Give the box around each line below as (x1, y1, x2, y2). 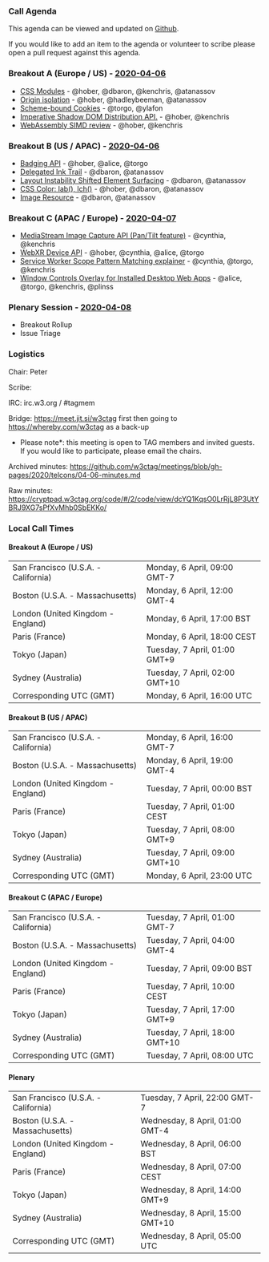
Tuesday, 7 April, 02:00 (146, 667, 235, 678)
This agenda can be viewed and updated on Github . (8, 24, 179, 34)
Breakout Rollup (19, 320, 73, 330)
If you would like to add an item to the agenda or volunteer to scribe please (8, 39, 255, 49)
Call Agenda (8, 6, 58, 17)
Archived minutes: (8, 461, 68, 471)
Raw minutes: (8, 485, 54, 495)
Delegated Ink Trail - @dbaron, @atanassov (19, 167, 164, 176)
